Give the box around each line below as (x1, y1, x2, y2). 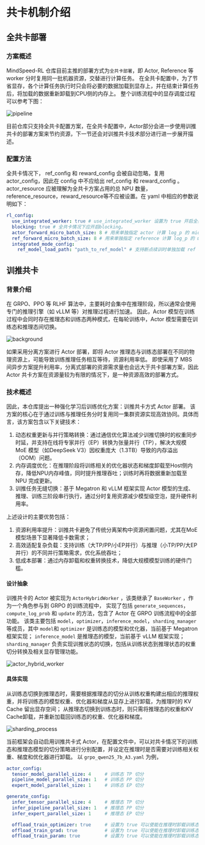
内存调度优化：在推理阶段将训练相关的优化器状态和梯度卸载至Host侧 (15, 462, 188, 469)
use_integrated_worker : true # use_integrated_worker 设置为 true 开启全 (12, 218, 198, 224)
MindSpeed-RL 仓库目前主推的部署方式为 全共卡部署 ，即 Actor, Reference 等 (6, 67, 194, 74)
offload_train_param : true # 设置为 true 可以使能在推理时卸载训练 (12, 833, 195, 839)
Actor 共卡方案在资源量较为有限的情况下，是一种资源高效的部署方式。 (6, 371, 182, 378)
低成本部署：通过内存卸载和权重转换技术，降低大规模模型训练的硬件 (15, 557, 187, 564)
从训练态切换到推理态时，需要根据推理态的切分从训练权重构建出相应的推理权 (6, 690, 199, 697)
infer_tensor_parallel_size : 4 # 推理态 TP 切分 (12, 799, 145, 806)
